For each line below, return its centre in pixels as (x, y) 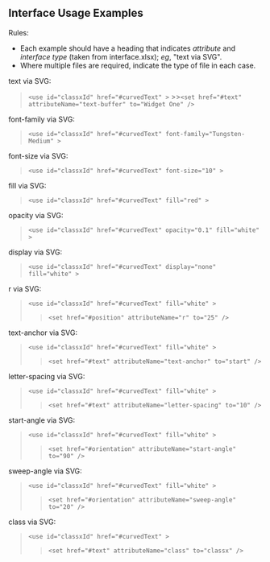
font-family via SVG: (42, 119)
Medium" (41, 141)
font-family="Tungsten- (205, 134)
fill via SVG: (27, 185)
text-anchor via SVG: (43, 333)
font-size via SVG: (38, 155)
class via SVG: (32, 522)
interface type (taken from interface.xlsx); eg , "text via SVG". (121, 56)
